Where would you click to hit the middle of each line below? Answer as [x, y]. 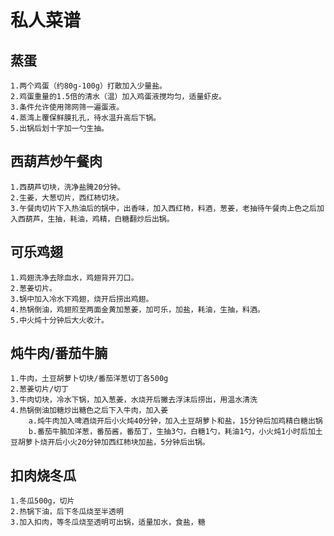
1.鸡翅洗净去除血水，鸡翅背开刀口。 [74, 277]
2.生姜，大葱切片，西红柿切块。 [67, 197]
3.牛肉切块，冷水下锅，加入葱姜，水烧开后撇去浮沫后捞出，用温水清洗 [134, 400]
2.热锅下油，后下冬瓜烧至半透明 [67, 512]
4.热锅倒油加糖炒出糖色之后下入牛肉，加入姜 [89, 411]
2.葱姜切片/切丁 [39, 389]
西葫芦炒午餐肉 [56, 161]
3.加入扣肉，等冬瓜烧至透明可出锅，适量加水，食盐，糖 [108, 522]
